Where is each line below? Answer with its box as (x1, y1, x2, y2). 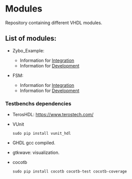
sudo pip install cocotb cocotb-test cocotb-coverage (12, 169, 127, 174)
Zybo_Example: (12, 47, 44, 53)
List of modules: (5, 34, 56, 43)
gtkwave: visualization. (12, 149, 60, 156)
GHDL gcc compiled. (12, 140, 55, 146)
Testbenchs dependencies (5, 100, 71, 107)
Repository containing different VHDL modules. (5, 20, 102, 26)
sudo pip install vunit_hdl (12, 131, 71, 136)
